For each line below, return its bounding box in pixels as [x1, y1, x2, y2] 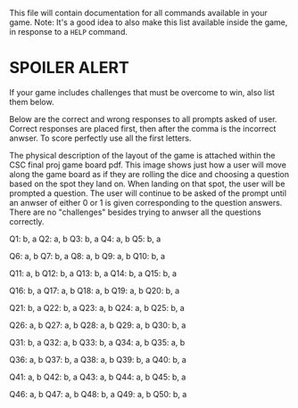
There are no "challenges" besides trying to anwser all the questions [9, 207, 261, 217]
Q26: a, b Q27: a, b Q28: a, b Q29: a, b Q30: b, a [9, 320, 186, 330]
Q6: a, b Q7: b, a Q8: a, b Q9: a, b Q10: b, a [9, 250, 166, 261]
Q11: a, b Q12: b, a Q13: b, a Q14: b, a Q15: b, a [9, 267, 177, 279]
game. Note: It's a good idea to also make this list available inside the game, [9, 17, 288, 28]
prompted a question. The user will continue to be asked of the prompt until [9, 187, 287, 199]
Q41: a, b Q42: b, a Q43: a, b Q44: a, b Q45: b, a [9, 371, 186, 382]
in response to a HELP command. [9, 27, 128, 37]
